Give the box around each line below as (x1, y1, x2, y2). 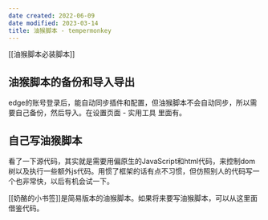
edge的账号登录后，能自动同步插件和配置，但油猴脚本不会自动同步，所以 (8, 98, 250, 108)
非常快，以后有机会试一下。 (22, 177, 114, 186)
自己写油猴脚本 (8, 134, 83, 147)
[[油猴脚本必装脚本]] (8, 50, 75, 59)
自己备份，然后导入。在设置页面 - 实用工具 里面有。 (14, 108, 187, 118)
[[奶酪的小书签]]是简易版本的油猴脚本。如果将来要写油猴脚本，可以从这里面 (8, 194, 258, 202)
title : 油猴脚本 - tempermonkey (8, 26, 112, 34)
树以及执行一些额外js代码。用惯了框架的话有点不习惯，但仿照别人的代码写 (8, 166, 253, 176)
